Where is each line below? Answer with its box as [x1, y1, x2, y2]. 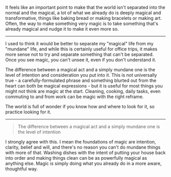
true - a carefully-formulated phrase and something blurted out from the [5, 77, 157, 83]
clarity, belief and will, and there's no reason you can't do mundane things [5, 144, 161, 150]
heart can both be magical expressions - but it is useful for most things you [5, 83, 163, 88]
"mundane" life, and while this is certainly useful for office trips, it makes [5, 46, 158, 52]
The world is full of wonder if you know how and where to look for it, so [5, 104, 155, 109]
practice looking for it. [5, 109, 52, 115]
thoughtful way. [5, 166, 38, 172]
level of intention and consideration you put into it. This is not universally [5, 72, 157, 78]
